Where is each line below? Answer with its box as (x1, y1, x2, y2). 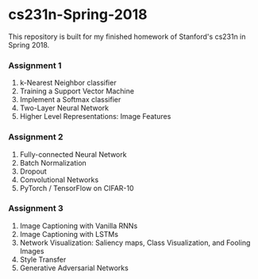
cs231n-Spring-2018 (8, 6, 148, 24)
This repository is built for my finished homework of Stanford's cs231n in (8, 32, 246, 41)
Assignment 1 (8, 59, 62, 71)
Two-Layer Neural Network (19, 103, 110, 113)
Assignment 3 (8, 203, 64, 214)
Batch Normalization (19, 158, 87, 167)
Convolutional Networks (19, 174, 99, 184)
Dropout (19, 166, 48, 176)
